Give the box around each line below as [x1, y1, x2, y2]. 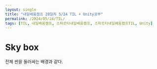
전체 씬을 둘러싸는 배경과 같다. [5, 59, 63, 65]
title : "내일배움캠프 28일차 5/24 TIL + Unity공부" [5, 12, 104, 17]
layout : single [5, 7, 37, 12]
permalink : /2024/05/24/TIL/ [5, 16, 65, 21]
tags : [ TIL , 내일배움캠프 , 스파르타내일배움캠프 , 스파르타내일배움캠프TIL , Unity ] [5, 21, 153, 26]
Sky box [5, 42, 39, 53]
